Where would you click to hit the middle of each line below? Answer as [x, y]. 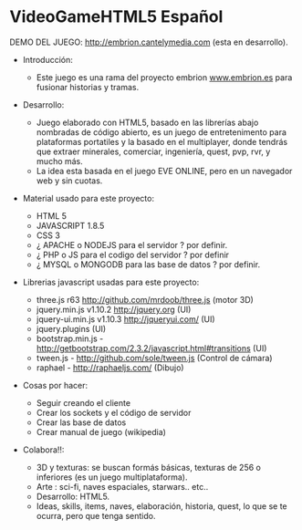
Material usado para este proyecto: [89, 198]
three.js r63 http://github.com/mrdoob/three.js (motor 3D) [145, 299]
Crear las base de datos [81, 422]
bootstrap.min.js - [70, 338]
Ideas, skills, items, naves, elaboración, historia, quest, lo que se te [161, 506]
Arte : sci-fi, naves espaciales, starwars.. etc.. [122, 486]
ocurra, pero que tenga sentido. [96, 515]
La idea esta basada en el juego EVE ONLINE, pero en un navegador [164, 171]
